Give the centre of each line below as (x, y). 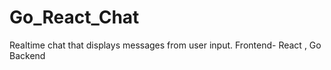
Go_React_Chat (74, 17)
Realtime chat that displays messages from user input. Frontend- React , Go (165, 45)
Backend (27, 55)
